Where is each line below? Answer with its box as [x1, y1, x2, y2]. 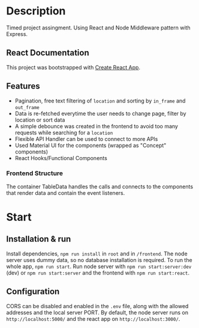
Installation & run [6, 234, 71, 244]
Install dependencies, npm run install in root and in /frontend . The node [6, 250, 188, 257]
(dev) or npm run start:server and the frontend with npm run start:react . [6, 269, 190, 276]
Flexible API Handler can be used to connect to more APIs [14, 135, 158, 142]
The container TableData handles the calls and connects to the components [6, 183, 194, 190]
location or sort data [14, 116, 65, 124]
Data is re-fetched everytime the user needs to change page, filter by [14, 110, 187, 117]
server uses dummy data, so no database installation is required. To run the [6, 256, 193, 263]
